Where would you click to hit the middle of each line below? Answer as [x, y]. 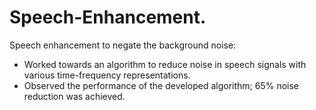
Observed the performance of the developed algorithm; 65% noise [161, 85]
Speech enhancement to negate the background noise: [123, 45]
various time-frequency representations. [107, 75]
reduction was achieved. [74, 96]
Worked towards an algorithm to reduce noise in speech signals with [165, 64]
